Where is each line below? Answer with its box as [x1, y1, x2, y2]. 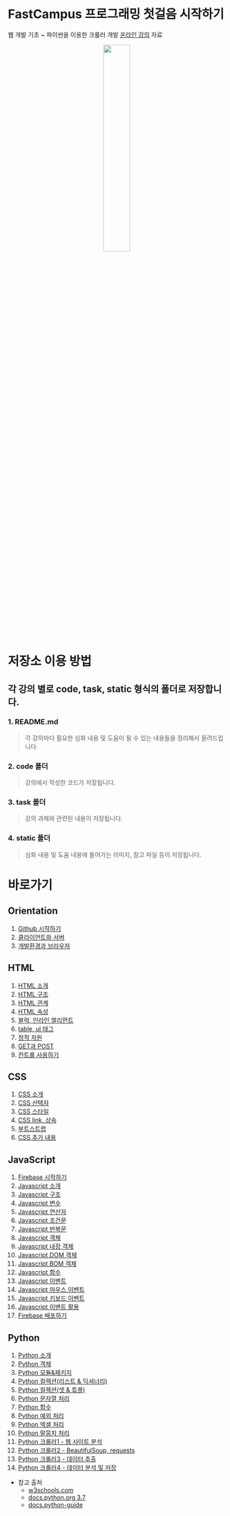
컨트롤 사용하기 [17, 1051, 59, 1059]
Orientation [8, 905, 58, 917]
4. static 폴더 [8, 833, 51, 843]
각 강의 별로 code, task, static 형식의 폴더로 [8, 683, 186, 695]
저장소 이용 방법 [8, 654, 92, 669]
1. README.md [8, 717, 59, 727]
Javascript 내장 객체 [17, 1242, 74, 1250]
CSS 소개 [17, 1090, 44, 1098]
